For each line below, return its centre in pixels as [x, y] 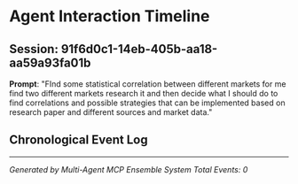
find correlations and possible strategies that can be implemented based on [147, 103]
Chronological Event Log [78, 140]
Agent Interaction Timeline [110, 16]
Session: [34, 49]
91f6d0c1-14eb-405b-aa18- [139, 49]
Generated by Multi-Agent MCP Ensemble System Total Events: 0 [129, 169]
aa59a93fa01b [50, 62]
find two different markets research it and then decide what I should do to [144, 93]
